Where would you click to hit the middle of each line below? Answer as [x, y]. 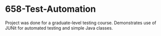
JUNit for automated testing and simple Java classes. [59, 28]
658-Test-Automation [51, 9]
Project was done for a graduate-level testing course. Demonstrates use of [81, 23]
